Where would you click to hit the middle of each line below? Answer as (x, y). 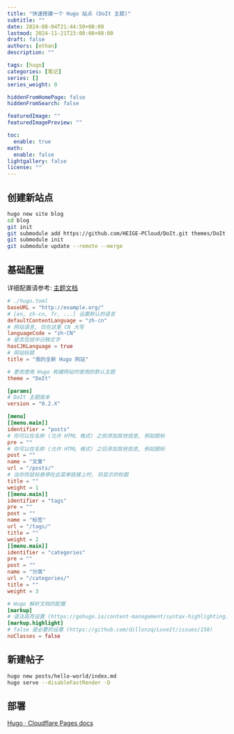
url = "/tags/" (29, 526)
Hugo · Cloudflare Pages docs (50, 723)
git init (20, 227)
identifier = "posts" (39, 429)
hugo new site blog (36, 214)
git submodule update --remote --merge (65, 247)
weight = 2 (23, 539)
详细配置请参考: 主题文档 (42, 288)
